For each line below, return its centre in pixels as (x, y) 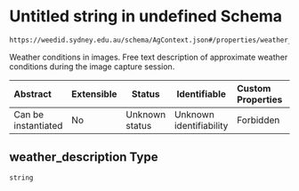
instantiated (38, 125)
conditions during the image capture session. (92, 66)
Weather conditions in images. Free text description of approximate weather (149, 57)
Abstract (32, 93)
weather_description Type (84, 157)
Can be (29, 115)
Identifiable (202, 93)
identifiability (201, 125)
